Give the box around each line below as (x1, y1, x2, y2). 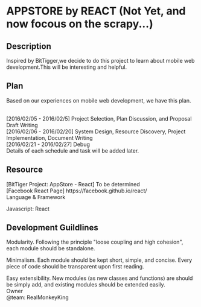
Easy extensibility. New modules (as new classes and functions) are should (6, 274, 193, 282)
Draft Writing (6, 121, 38, 128)
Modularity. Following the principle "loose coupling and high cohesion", (6, 238, 183, 245)
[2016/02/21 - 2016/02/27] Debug (6, 141, 91, 148)
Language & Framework (6, 193, 66, 200)
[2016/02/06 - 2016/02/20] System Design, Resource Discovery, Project (6, 128, 186, 135)
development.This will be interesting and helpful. (6, 63, 127, 71)
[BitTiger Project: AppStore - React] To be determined (6, 180, 140, 188)
